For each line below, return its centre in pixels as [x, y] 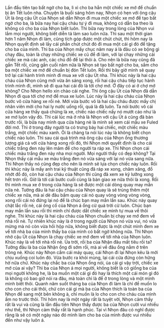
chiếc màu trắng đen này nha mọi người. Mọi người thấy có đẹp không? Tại [80, 153]
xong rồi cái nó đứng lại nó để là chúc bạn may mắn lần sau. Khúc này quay [81, 200]
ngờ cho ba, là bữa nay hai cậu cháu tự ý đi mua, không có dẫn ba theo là [79, 23]
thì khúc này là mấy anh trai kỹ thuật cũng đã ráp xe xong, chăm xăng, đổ [79, 169]
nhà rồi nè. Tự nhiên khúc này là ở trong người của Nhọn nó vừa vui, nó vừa [81, 221]
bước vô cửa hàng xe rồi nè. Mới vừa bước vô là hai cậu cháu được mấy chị [81, 101]
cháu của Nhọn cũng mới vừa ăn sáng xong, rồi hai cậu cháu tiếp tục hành [80, 80]
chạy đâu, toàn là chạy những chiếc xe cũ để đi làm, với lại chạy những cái [80, 54]
